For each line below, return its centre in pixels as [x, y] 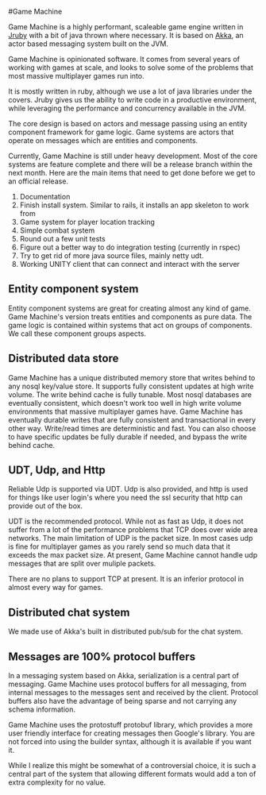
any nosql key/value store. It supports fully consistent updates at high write [131, 386]
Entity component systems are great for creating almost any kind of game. [130, 308]
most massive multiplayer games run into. [76, 76]
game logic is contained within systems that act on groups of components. [130, 325]
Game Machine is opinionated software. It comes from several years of [124, 59]
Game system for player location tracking [87, 222]
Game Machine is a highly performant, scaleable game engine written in [126, 27]
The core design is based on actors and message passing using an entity [128, 123]
